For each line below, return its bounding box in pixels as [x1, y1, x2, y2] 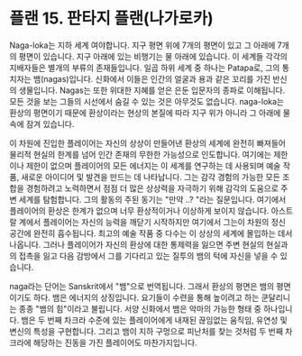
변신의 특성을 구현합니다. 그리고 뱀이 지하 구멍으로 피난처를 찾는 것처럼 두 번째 [9, 325, 284, 336]
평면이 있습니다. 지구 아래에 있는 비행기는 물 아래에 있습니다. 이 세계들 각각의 [18, 50, 288, 61]
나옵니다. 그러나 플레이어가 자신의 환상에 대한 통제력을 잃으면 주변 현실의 [9, 239, 264, 250]
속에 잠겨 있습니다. [9, 118, 75, 129]
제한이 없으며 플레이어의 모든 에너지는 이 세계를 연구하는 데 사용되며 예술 [25, 160, 281, 171]
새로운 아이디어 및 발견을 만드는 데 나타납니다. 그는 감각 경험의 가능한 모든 [21, 171, 281, 182]
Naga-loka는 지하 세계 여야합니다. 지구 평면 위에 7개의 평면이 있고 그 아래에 [9, 40, 276, 50]
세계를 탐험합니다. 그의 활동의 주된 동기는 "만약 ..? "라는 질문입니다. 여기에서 [18, 194, 287, 205]
